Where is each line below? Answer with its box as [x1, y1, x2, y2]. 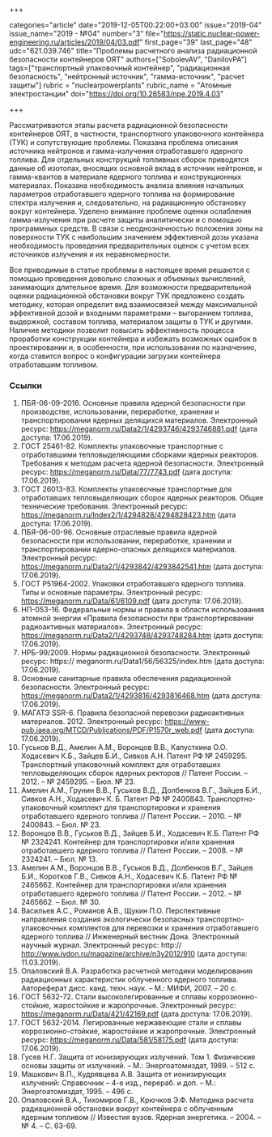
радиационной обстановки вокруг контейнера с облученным [20, 1104, 234, 1114]
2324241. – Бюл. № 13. [20, 854, 98, 864]
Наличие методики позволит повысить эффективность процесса [9, 326, 235, 334]
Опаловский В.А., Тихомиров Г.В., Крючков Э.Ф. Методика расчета [20, 1095, 254, 1105]
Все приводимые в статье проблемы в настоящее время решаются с [9, 265, 250, 275]
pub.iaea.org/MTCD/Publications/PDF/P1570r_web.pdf [20, 726, 203, 735]
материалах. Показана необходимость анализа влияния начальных [9, 181, 244, 190]
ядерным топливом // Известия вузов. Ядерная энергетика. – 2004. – [20, 1113, 261, 1122]
